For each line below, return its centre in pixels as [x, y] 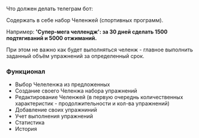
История [26, 129]
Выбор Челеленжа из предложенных [62, 85]
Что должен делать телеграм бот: [50, 9]
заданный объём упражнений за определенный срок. [76, 56]
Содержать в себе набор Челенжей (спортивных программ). [85, 20]
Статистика [30, 122]
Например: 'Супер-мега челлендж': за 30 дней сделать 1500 [87, 32]
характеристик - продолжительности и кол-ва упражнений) [92, 103]
